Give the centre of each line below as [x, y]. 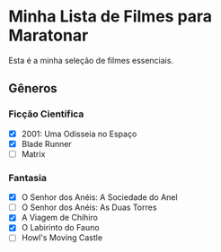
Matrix [33, 153]
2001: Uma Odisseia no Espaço [79, 134]
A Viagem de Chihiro [59, 218]
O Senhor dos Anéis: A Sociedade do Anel [99, 197]
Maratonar [49, 35]
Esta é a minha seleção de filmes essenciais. [91, 60]
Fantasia [27, 178]
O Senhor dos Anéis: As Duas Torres [89, 207]
